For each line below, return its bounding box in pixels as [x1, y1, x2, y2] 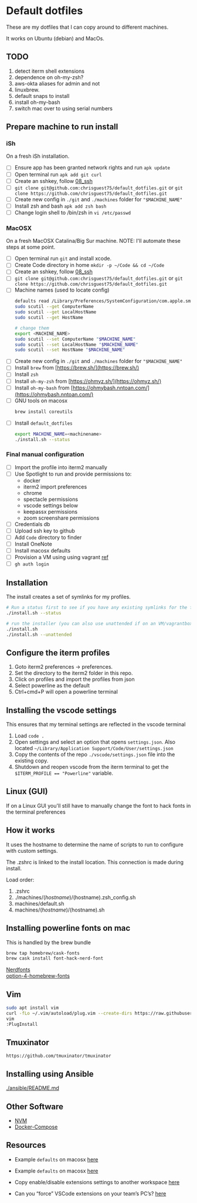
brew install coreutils [14, 409, 73, 415]
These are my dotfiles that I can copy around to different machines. [6, 23, 169, 31]
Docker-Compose [14, 1123, 58, 1130]
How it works [6, 825, 55, 835]
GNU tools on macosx [14, 397, 68, 404]
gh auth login [14, 561, 49, 567]
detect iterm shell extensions [14, 67, 85, 74]
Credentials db [14, 520, 50, 527]
